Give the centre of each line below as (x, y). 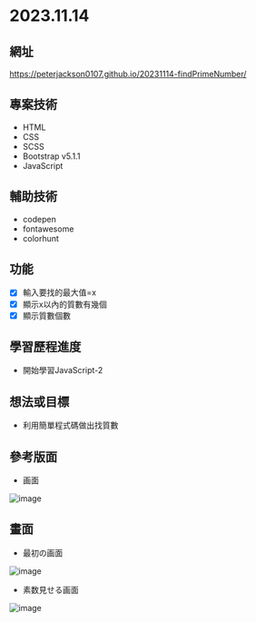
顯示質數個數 (46, 315)
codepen (39, 219)
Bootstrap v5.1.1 (51, 156)
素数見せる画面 (50, 589)
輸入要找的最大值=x (59, 292)
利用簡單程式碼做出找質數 (70, 425)
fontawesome (48, 229)
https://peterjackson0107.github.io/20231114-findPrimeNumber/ (128, 74)
